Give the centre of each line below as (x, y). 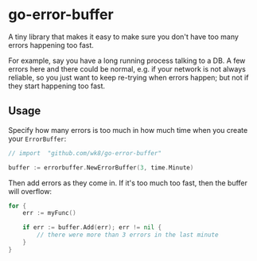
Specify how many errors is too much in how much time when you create (128, 130)
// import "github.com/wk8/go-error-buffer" (85, 153)
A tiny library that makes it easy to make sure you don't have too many (123, 37)
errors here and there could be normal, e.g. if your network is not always (127, 68)
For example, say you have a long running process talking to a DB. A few (127, 60)
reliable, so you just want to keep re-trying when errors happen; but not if (128, 77)
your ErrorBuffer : (37, 138)
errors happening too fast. (51, 45)
